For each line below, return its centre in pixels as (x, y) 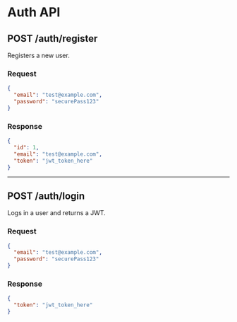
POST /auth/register (53, 39)
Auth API (34, 12)
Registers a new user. (39, 55)
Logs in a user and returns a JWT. (56, 213)
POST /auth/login (46, 196)
